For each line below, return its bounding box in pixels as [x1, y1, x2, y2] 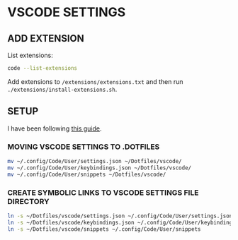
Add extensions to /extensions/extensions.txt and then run [7, 77, 183, 85]
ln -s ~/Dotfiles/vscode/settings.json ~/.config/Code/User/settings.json [7, 212, 233, 220]
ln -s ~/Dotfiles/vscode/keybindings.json [7, 219, 135, 226]
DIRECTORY [7, 196, 50, 206]
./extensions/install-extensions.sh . [7, 85, 118, 93]
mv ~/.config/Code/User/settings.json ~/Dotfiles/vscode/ [7, 157, 182, 164]
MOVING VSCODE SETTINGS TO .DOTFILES [7, 142, 160, 152]
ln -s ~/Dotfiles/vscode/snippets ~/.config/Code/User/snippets [7, 225, 201, 233]
